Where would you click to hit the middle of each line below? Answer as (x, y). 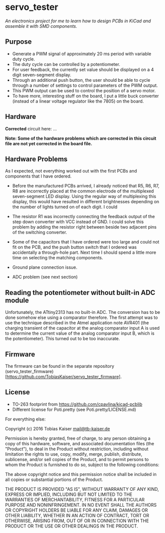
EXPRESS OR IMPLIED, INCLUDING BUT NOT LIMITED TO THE (69, 494)
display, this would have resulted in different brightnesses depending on (86, 202)
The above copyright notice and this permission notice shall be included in (81, 474)
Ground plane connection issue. (45, 267)
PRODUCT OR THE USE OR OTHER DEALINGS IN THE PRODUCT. (72, 526)
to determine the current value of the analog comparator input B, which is (80, 333)
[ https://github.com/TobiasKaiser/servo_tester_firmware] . (63, 377)
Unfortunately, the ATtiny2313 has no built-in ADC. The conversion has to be (83, 312)
